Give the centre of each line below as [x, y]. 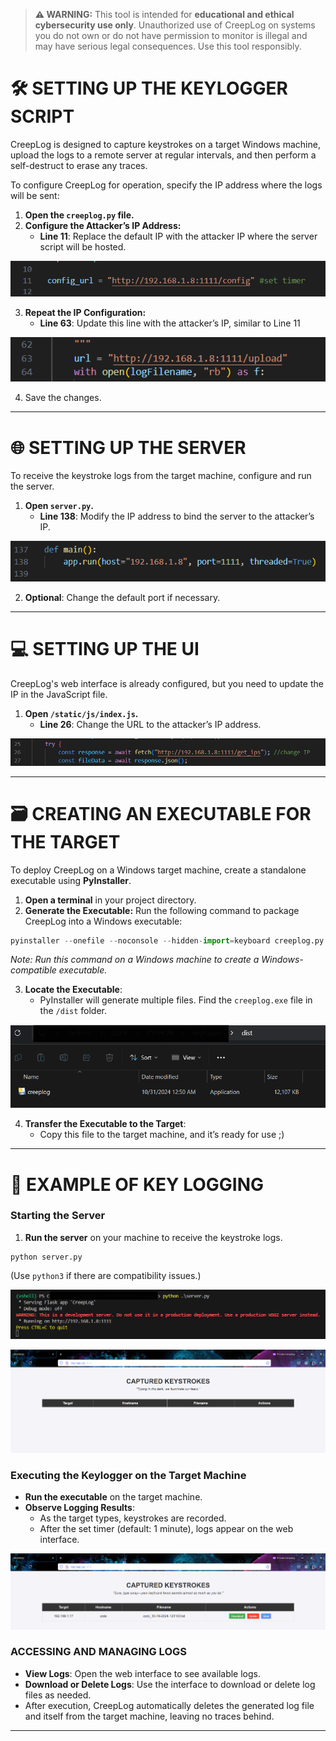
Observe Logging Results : [80, 1508]
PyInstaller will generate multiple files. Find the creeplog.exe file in [176, 1000]
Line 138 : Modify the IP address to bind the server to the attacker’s [177, 516]
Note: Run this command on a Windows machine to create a [135, 960]
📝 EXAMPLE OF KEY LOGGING [137, 1184]
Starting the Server [58, 1216]
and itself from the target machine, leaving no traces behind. [149, 1716]
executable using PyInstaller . [71, 880]
